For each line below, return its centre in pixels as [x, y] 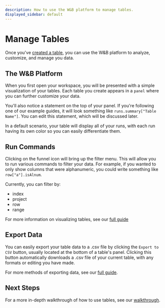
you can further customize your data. [43, 96]
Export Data [24, 235]
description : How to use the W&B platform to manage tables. [69, 10]
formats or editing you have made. [40, 263]
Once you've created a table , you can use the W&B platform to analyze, [78, 53]
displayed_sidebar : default [34, 14]
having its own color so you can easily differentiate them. [63, 131]
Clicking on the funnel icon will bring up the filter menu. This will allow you [81, 159]
